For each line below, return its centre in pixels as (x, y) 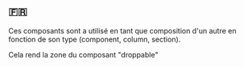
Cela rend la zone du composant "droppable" (83, 54)
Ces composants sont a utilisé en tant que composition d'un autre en (122, 30)
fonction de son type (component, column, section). (95, 39)
